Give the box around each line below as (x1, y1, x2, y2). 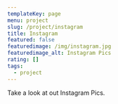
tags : (7, 63, 23, 70)
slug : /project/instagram (7, 23, 83, 30)
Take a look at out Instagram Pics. (7, 89, 105, 97)
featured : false (7, 37, 55, 44)
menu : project (7, 17, 49, 24)
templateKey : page (7, 10, 61, 18)
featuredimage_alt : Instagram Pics (7, 50, 112, 57)
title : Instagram (7, 30, 58, 37)
